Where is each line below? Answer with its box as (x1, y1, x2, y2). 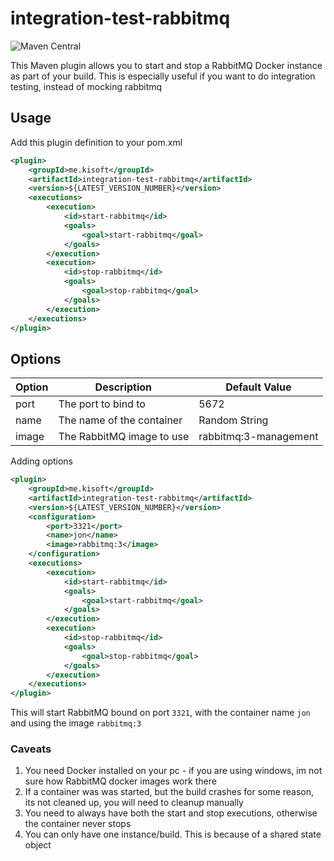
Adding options (10, 455, 73, 467)
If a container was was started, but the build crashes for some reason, (24, 786, 315, 798)
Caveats (10, 742, 52, 756)
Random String (198, 413, 269, 427)
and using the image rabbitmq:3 (10, 717, 142, 729)
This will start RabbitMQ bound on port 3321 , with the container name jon (10, 707, 311, 719)
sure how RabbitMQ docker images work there (24, 775, 217, 787)
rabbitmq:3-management (198, 430, 319, 444)
